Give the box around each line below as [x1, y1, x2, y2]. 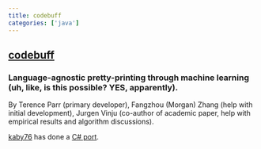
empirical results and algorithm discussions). [8, 117, 154, 127]
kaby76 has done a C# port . [8, 132, 99, 142]
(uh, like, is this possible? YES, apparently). [8, 82, 179, 93]
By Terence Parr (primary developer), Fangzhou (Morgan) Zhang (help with [8, 100, 253, 109]
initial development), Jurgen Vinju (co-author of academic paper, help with [8, 109, 252, 118]
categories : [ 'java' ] [8, 19, 80, 27]
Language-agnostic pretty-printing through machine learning [8, 72, 249, 83]
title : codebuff [8, 11, 62, 20]
